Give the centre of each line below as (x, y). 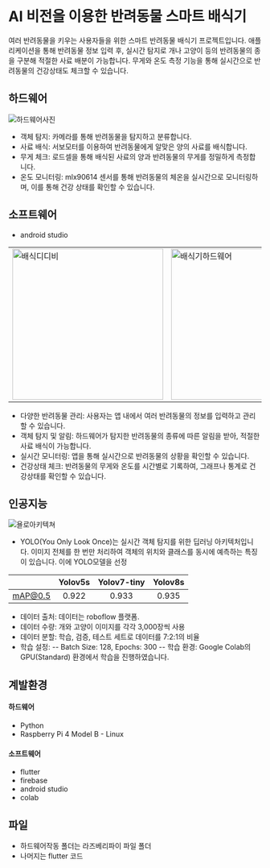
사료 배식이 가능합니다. (55, 446)
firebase (34, 781)
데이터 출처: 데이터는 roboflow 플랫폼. (80, 617)
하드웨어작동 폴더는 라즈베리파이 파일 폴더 (86, 845)
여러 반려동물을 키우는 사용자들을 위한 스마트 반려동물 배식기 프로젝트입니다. (127, 40)
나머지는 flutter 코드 (51, 856)
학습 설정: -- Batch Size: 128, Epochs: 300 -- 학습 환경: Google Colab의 (135, 647)
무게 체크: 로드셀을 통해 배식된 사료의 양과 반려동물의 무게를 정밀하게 (127, 156)
